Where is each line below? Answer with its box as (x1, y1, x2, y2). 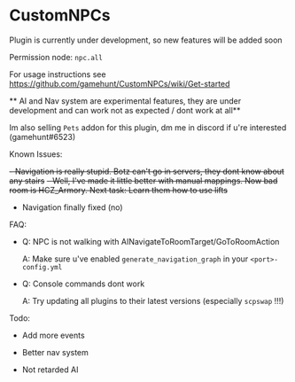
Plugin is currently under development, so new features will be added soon (9, 35, 283, 45)
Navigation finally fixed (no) (21, 201, 123, 213)
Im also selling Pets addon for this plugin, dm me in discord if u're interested (9, 121, 287, 133)
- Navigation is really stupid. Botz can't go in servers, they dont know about (9, 166, 285, 176)
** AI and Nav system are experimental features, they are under (9, 95, 242, 106)
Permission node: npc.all (9, 51, 104, 62)
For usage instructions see (9, 68, 106, 80)
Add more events (21, 330, 86, 340)
